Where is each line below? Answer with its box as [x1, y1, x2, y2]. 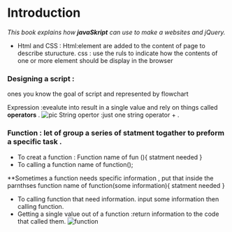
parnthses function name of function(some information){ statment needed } [7, 181, 225, 189]
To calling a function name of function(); [17, 160, 133, 168]
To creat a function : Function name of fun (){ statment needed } [17, 152, 203, 161]
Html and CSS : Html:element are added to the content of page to [17, 41, 206, 50]
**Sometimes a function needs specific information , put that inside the [7, 173, 214, 182]
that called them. [17, 217, 66, 225]
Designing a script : [7, 73, 75, 83]
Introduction [7, 5, 81, 21]
